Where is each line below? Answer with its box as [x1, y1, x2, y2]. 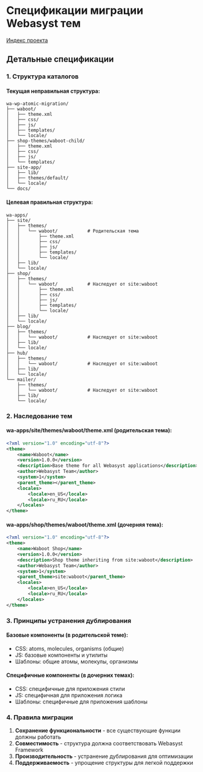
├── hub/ [6, 350, 28, 356]
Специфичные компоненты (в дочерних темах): [6, 671, 135, 679]
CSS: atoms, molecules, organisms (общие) [14, 645, 124, 652]
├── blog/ [6, 323, 31, 329]
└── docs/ [6, 186, 31, 192]
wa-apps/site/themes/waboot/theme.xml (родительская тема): [6, 427, 172, 434]
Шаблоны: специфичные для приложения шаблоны [14, 698, 148, 705]
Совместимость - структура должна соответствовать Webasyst [14, 740, 183, 747]
